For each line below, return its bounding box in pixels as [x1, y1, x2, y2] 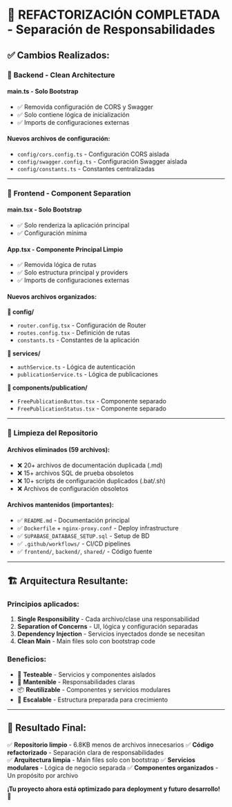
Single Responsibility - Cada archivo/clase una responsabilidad [17, 615, 200, 623]
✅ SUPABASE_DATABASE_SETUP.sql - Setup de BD [17, 531, 150, 540]
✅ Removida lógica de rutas [17, 261, 97, 269]
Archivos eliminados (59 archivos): [7, 445, 110, 453]
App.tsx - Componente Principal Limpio [7, 245, 123, 253]
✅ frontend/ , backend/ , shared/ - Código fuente [17, 547, 153, 555]
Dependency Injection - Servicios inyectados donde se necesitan [17, 630, 205, 638]
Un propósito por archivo [7, 771, 78, 779]
